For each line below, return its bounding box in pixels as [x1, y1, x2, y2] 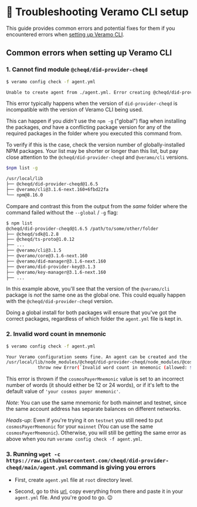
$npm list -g [6, 165, 38, 171]
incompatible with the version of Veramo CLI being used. [6, 106, 144, 113]
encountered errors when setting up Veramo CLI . [6, 30, 124, 38]
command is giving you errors [69, 463, 156, 471]
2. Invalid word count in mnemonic [6, 330, 107, 338]
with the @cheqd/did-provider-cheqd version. [6, 298, 114, 305]
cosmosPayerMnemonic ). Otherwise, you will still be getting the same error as [6, 429, 186, 436]
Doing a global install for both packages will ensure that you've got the [6, 309, 177, 316]
